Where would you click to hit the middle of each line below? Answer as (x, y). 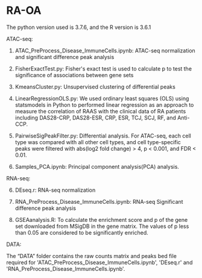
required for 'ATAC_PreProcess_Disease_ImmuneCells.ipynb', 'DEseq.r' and (99, 262)
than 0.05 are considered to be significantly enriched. (82, 232)
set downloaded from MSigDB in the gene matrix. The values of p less (102, 226)
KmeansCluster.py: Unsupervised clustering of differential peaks (95, 87)
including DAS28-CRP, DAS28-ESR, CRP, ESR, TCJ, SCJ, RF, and (96, 118)
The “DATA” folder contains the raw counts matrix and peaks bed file (91, 256)
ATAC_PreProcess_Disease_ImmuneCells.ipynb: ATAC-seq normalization (105, 50)
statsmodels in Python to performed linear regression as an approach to (104, 105)
